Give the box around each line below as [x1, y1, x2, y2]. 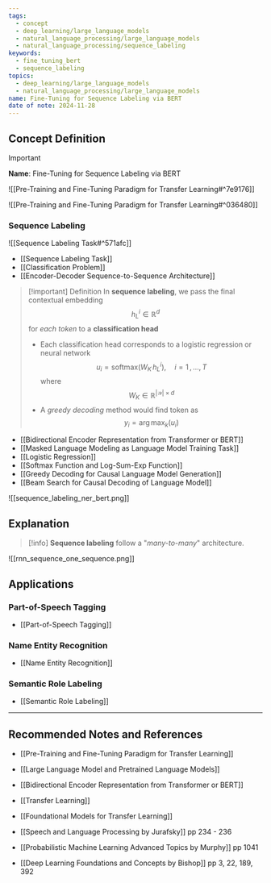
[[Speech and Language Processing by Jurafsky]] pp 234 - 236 [19, 827, 232, 837]
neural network [40, 348, 91, 357]
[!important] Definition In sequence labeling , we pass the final [27, 287, 236, 297]
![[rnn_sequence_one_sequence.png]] [8, 554, 135, 564]
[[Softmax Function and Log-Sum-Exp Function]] [19, 460, 183, 470]
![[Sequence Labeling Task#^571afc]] [8, 239, 131, 248]
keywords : [8, 49, 42, 57]
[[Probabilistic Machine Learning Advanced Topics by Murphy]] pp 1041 [19, 843, 259, 852]
